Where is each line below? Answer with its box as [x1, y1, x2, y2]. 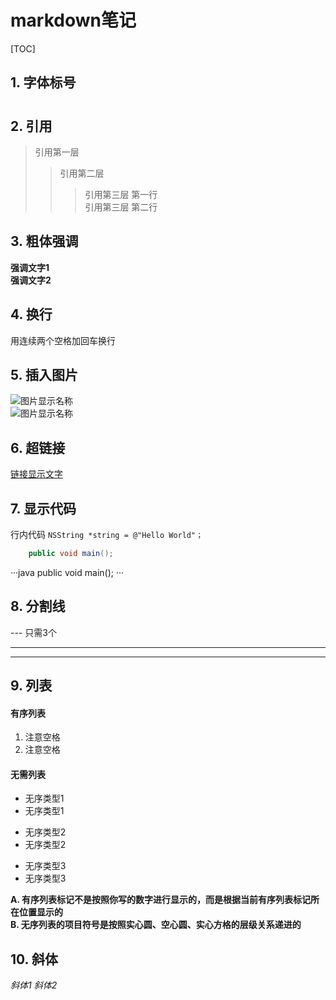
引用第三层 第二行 [84, 201, 158, 213]
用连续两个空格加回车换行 [10, 334, 116, 346]
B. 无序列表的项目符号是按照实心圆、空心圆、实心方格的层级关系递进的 [10, 919, 302, 931]
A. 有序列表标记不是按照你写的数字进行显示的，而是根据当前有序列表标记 [10, 894, 312, 906]
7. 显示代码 [10, 500, 77, 517]
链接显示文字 [10, 468, 63, 480]
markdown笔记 [10, 9, 137, 32]
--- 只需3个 [10, 626, 57, 638]
